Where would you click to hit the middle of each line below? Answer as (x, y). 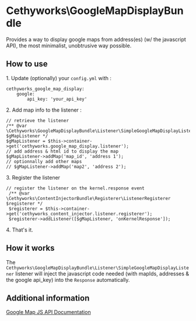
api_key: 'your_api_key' (57, 99)
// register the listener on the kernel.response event (75, 188)
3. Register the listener (33, 177)
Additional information (48, 298)
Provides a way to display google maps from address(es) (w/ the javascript (96, 39)
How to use (27, 64)
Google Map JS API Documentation (49, 312)
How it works (30, 248)
